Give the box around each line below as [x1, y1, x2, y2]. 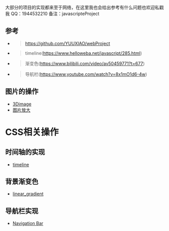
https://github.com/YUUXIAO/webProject [25, 40, 111, 46]
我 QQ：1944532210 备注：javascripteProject [5, 11, 100, 17]
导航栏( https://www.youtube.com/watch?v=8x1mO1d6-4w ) [25, 71, 147, 77]
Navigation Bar [12, 220, 44, 226]
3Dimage [12, 101, 32, 107]
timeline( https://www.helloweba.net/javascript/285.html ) [25, 50, 142, 56]
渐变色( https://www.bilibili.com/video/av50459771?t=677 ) [25, 60, 145, 66]
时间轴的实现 [5, 148, 45, 157]
